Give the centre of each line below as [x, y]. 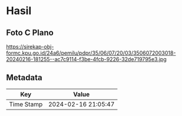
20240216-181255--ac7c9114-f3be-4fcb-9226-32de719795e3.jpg [86, 59]
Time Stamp [26, 104]
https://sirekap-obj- [30, 47]
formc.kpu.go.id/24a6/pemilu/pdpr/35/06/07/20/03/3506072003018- [91, 53]
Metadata [24, 78]
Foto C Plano [30, 33]
